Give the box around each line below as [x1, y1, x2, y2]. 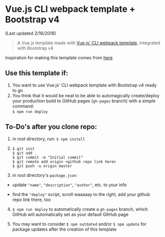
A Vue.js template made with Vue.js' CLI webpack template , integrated [17, 39, 161, 45]
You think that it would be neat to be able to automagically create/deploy [12, 92, 160, 98]
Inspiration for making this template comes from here [5, 54, 113, 60]
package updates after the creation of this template [12, 226, 117, 232]
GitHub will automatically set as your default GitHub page [12, 211, 129, 217]
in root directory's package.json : [12, 172, 78, 178]
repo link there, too [12, 197, 51, 202]
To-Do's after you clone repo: [5, 122, 97, 131]
